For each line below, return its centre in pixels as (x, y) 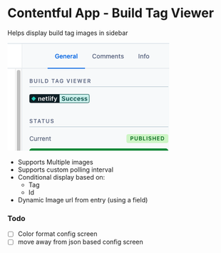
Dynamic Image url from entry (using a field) (83, 200)
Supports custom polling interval (66, 170)
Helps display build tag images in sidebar (68, 33)
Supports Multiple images (56, 162)
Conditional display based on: (61, 177)
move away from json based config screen (81, 242)
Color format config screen (57, 234)
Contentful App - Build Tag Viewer (111, 13)
